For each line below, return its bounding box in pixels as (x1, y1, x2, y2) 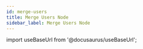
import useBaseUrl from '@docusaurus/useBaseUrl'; (6, 36, 137, 44)
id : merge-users (6, 8, 47, 15)
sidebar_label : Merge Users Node (6, 20, 91, 26)
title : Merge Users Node (6, 14, 69, 20)
